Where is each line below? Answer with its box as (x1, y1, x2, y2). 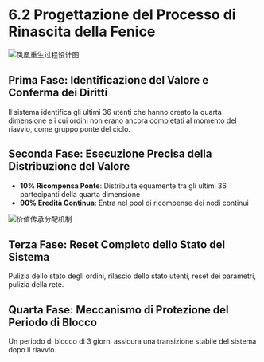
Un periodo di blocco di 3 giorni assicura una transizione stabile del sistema (8, 336, 257, 346)
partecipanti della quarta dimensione (19, 189, 141, 199)
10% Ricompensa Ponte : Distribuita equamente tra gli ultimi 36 (19, 181, 227, 191)
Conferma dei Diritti (8, 86, 108, 100)
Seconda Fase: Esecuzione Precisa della (8, 148, 212, 161)
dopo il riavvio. (8, 345, 57, 355)
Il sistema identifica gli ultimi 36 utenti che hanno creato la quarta (8, 107, 223, 116)
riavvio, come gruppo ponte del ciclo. (8, 124, 131, 133)
